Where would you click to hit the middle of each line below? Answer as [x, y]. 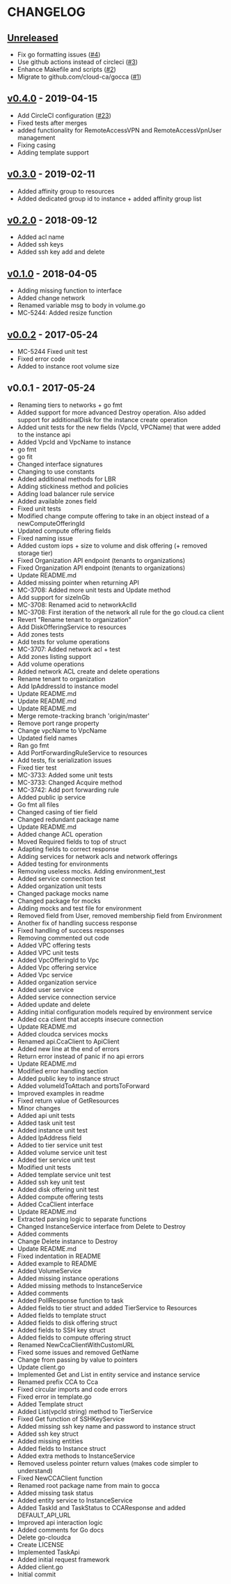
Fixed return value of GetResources [68, 1101]
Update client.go [41, 1367]
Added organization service [57, 982]
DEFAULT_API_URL [44, 1515]
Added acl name [41, 237]
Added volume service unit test [62, 1152]
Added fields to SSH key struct [61, 1330]
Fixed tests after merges [52, 123]
